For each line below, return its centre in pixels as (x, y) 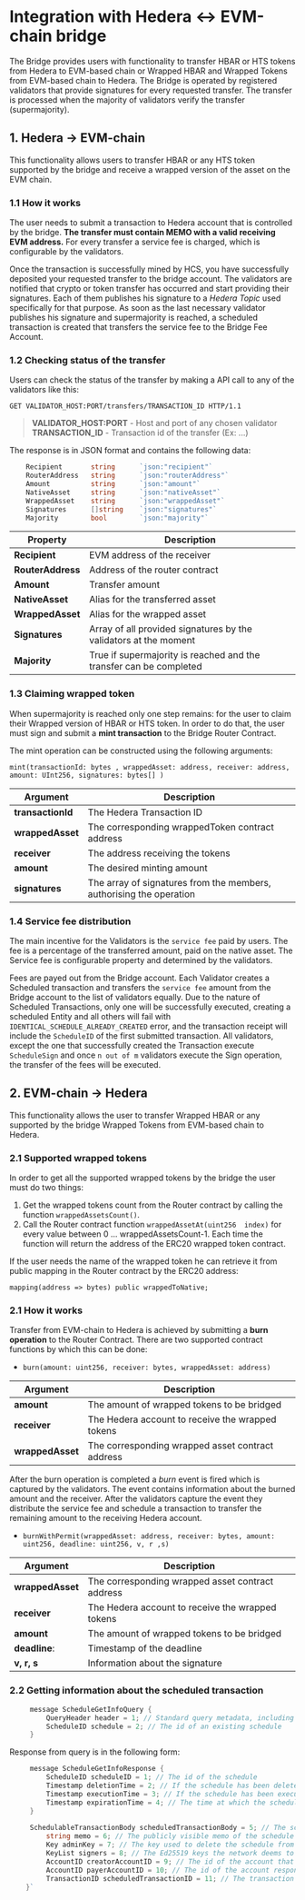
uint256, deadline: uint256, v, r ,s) (96, 1545)
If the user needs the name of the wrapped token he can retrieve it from (143, 1261)
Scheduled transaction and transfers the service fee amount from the (140, 988)
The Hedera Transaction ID (145, 812)
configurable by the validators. (67, 252)
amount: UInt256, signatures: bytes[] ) (87, 775)
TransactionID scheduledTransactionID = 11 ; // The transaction (170, 1878)
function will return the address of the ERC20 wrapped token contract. (154, 1244)
